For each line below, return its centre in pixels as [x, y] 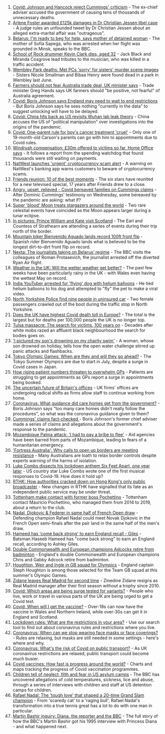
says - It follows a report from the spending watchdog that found [78, 153]
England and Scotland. [35, 617]
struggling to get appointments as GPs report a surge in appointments [83, 377]
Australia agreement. [34, 96]
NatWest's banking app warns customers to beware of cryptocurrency [84, 169]
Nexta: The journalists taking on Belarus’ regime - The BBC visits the [82, 252]
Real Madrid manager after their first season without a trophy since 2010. [86, 586]
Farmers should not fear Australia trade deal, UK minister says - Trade [83, 85]
